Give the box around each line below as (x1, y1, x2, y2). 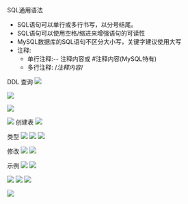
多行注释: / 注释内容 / (27, 64, 83, 71)
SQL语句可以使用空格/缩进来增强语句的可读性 (16, 29, 146, 37)
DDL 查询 (7, 78, 33, 86)
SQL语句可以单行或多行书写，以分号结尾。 (16, 21, 137, 29)
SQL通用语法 (7, 6, 43, 14)
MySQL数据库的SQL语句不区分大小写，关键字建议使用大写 (16, 38, 182, 46)
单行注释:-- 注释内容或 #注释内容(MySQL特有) (27, 55, 157, 63)
